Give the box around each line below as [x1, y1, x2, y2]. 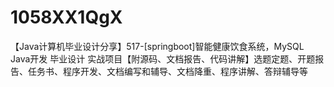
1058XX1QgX [10, 6, 123, 29]
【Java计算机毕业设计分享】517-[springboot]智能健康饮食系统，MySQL [10, 40, 305, 52]
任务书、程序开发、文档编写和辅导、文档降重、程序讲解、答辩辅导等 [27, 65, 308, 77]
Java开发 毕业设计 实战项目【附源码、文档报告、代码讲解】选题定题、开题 [10, 52, 316, 65]
